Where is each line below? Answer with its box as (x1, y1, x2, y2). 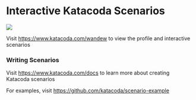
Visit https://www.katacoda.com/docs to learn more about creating (6, 69, 170, 76)
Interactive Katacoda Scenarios (6, 4, 165, 18)
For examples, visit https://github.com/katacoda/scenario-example (6, 87, 169, 94)
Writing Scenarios (6, 56, 59, 64)
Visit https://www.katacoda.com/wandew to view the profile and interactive (6, 34, 191, 42)
